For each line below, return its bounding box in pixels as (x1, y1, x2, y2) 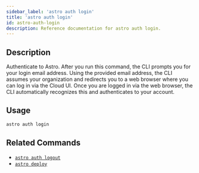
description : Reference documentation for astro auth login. (6, 25, 161, 32)
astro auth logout (14, 155, 61, 161)
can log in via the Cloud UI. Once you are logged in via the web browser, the (6, 82, 193, 89)
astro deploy (14, 161, 48, 167)
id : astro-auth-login (6, 20, 60, 26)
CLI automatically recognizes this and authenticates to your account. (6, 89, 175, 96)
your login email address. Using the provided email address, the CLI (6, 70, 173, 77)
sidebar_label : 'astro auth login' (6, 8, 95, 15)
